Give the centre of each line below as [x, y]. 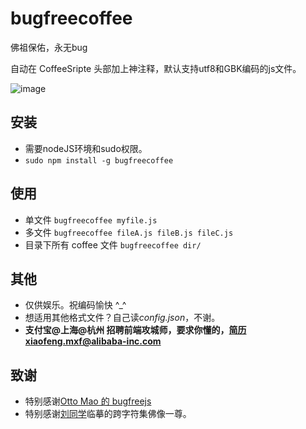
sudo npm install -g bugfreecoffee [99, 160]
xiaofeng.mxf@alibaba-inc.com [93, 341]
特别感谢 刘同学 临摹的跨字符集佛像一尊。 [108, 414]
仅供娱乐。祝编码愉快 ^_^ [75, 305]
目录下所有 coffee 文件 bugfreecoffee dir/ [113, 244]
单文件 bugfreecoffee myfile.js [91, 219]
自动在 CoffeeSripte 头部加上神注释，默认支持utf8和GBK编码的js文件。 [156, 68]
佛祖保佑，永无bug [49, 47]
